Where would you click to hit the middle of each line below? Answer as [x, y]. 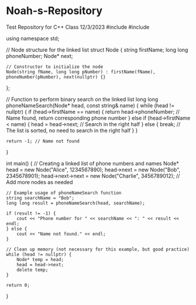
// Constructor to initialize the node [55, 67]
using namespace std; [33, 38]
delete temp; [32, 270]
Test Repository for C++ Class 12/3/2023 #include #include [78, 27]
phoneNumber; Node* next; [39, 56]
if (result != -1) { [31, 213]
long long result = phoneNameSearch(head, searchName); [75, 203]
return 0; [18, 285]
